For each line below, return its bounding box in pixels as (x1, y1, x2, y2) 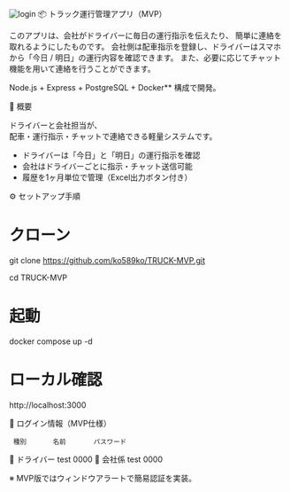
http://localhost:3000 (9, 399, 87, 410)
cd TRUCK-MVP (9, 272, 68, 283)
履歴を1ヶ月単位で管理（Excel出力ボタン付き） (21, 172, 193, 183)
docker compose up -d (9, 336, 93, 347)
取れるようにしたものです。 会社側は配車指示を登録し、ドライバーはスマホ (9, 42, 281, 51)
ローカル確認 (9, 370, 103, 390)
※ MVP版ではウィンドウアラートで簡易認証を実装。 (9, 472, 197, 483)
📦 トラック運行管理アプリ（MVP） (37, 9, 167, 19)
